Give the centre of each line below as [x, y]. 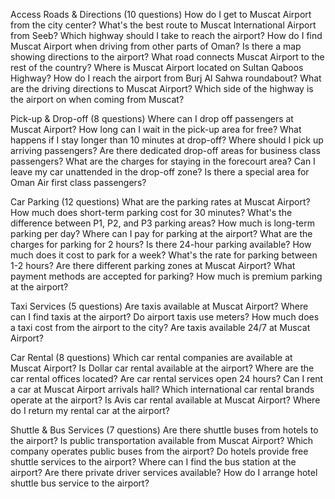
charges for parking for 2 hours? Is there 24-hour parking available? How [161, 244]
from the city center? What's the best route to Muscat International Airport [163, 25]
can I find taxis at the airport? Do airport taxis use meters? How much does [165, 317]
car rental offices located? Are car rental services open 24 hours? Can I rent [167, 378]
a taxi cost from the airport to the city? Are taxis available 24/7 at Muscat [160, 327]
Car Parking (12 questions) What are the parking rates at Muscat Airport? [160, 202]
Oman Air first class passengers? [78, 182]
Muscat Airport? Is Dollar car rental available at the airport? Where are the [162, 368]
